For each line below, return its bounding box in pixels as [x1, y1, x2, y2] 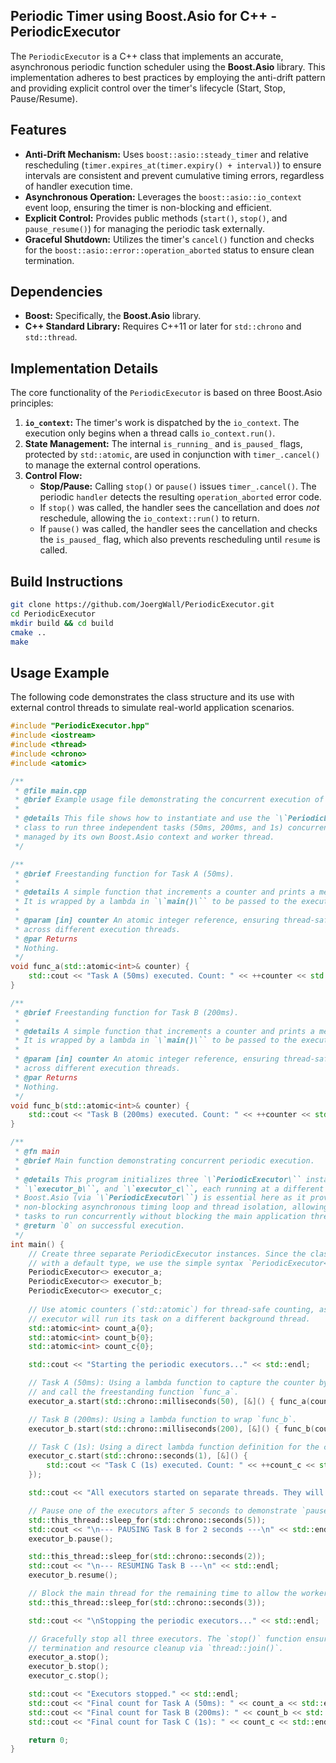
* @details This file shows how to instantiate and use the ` [14, 814, 280, 824]
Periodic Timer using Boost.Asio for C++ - [10, 8, 278, 25]
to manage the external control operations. [24, 459, 202, 471]
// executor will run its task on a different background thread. [28, 1314, 311, 1324]
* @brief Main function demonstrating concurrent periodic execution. [14, 1155, 315, 1166]
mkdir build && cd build [10, 618, 114, 628]
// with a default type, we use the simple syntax [28, 1258, 244, 1268]
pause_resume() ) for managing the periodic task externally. [24, 222, 265, 234]
